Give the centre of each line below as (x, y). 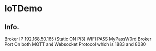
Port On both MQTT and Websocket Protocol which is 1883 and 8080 (75, 44)
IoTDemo (24, 9)
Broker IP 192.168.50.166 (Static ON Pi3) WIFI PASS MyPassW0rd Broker (78, 39)
